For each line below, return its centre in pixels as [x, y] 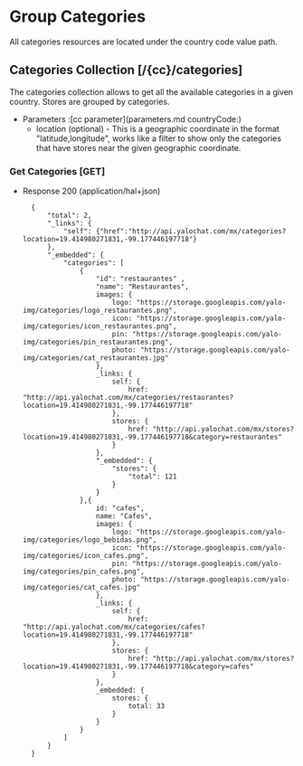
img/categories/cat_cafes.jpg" [81, 588]
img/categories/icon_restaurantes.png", [99, 326]
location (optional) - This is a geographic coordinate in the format [158, 128]
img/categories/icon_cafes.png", [85, 556]
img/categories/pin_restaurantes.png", [98, 342]
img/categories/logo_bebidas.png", [90, 540]
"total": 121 [152, 477]
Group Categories [78, 17]
